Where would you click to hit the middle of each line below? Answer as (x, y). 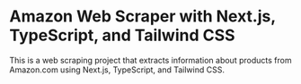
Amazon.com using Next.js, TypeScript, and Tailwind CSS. (117, 70)
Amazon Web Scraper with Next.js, (142, 17)
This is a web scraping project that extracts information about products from (150, 60)
